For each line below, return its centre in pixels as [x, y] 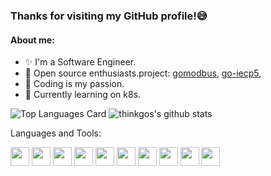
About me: [32, 40]
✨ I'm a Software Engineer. [80, 62]
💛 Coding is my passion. [74, 84]
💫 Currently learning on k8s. [83, 95]
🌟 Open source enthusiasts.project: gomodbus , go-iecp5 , [143, 73]
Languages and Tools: [56, 133]
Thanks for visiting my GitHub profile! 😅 [109, 16]
